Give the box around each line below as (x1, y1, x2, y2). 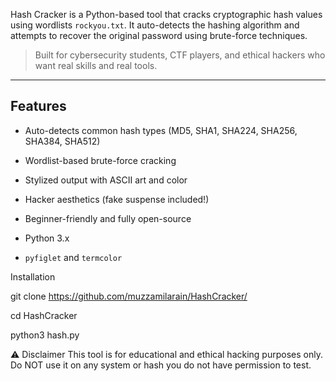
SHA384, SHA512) (24, 135, 101, 147)
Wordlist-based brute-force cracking (24, 154, 177, 166)
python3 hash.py (10, 329, 80, 341)
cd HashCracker (10, 309, 78, 321)
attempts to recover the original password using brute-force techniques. (10, 30, 308, 41)
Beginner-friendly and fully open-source (24, 212, 192, 224)
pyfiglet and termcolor (24, 251, 123, 263)
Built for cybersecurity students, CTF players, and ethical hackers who (34, 49, 326, 61)
